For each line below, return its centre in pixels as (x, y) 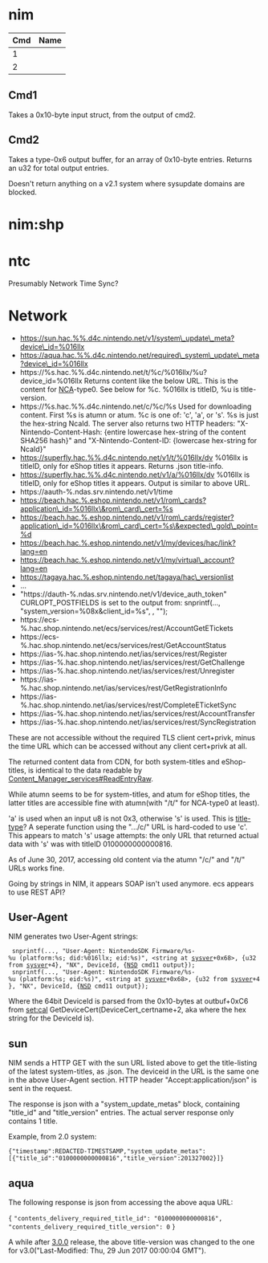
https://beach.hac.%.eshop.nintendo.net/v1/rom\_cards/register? (127, 517)
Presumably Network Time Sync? (63, 283)
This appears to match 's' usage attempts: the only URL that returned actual (134, 835)
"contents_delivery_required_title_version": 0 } (92, 1227)
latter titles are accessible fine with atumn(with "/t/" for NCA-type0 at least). (134, 803)
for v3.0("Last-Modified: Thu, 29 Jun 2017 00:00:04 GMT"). (108, 1251)
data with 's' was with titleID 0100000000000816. (90, 844)
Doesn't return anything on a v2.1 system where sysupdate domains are (127, 183)
